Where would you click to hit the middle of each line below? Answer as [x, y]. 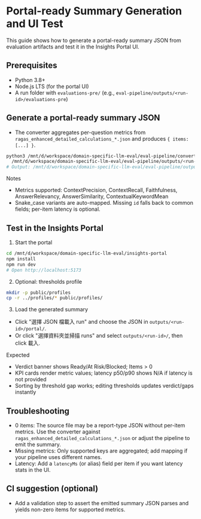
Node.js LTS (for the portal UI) [52, 86]
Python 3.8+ [30, 80]
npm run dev [21, 265]
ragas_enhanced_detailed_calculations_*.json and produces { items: [102, 138]
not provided [31, 380]
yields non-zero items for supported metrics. [70, 509]
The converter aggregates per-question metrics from [80, 132]
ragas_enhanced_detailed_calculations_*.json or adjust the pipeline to [102, 438]
